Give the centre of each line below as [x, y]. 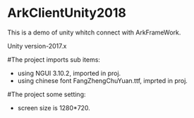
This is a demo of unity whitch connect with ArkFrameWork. [94, 32]
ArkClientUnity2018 [67, 13]
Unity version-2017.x [37, 46]
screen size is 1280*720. [54, 107]
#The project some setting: [47, 94]
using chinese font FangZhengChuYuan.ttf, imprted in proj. [103, 80]
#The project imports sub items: [54, 59]
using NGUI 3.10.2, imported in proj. [69, 73]
